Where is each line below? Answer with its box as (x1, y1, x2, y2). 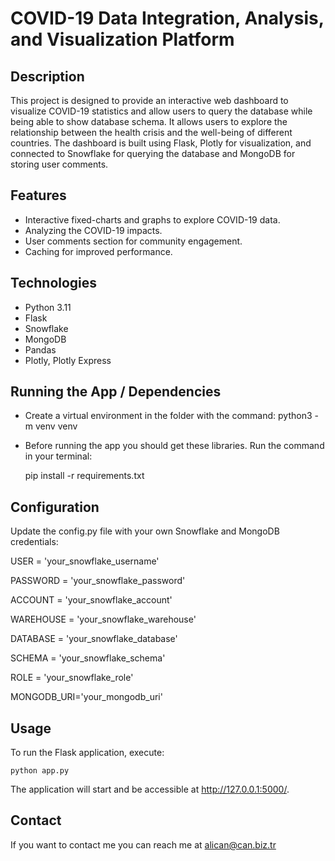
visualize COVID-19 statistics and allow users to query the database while (10, 105, 313, 117)
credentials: (10, 536, 59, 548)
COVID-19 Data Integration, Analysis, (10, 7, 325, 30)
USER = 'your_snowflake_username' (10, 555, 160, 567)
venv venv (34, 420, 78, 432)
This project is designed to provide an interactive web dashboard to (10, 95, 289, 106)
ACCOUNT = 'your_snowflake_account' (10, 594, 173, 606)
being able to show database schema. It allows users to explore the (10, 116, 288, 127)
